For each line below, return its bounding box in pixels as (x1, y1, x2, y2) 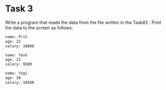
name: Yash (5, 53, 28, 58)
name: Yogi (5, 71, 28, 76)
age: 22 (5, 39, 21, 44)
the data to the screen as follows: (5, 24, 73, 30)
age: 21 (5, 57, 21, 62)
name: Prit (5, 34, 28, 39)
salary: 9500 (5, 62, 32, 67)
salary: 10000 (5, 43, 35, 49)
